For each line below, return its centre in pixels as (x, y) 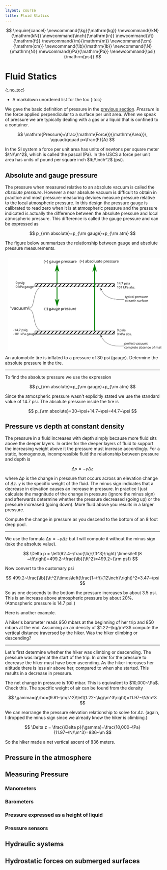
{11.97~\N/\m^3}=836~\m (79, 732)
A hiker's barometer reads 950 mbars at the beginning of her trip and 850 (80, 622)
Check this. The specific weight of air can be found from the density (74, 688)
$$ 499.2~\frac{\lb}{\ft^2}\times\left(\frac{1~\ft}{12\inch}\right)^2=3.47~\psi (83, 578)
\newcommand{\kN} (138, 30)
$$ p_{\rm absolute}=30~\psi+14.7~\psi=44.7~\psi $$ (83, 411)
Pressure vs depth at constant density (65, 426)
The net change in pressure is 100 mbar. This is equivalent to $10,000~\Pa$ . (82, 683)
